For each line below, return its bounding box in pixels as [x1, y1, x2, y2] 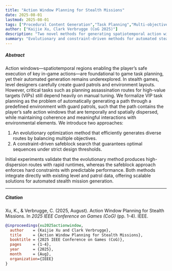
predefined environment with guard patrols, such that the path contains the [5, 103, 164, 110]
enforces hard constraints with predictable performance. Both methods [5, 167, 156, 173]
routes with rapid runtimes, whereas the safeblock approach [28, 161, 156, 168]
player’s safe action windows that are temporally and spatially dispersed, [5, 109, 159, 115]
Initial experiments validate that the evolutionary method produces [5, 156, 145, 162]
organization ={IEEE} [10, 256, 54, 261]
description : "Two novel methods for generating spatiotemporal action [5, 31, 161, 37]
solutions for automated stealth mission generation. [5, 178, 114, 184]
